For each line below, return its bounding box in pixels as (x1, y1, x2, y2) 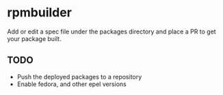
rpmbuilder (7, 5, 72, 21)
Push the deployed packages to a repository (16, 72, 142, 81)
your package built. (7, 34, 62, 42)
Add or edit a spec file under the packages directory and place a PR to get (7, 27, 217, 36)
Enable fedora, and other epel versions (16, 80, 127, 88)
